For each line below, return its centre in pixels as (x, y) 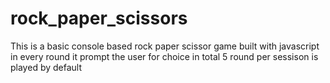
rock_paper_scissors (99, 18)
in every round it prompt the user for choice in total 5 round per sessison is (164, 56)
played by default (46, 67)
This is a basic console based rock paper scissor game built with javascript (165, 46)
